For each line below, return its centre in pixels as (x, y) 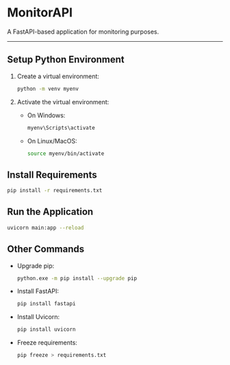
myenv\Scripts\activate (61, 128)
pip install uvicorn (46, 330)
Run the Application (50, 212)
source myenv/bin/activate (66, 153)
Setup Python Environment (66, 60)
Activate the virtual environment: (63, 102)
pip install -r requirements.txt (55, 191)
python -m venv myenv (48, 89)
